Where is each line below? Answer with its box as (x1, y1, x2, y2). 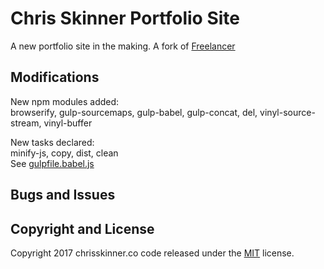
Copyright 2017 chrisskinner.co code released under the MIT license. (10, 247, 295, 259)
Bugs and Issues (10, 187, 116, 204)
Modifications (10, 69, 100, 86)
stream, (10, 117, 42, 129)
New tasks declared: (10, 136, 95, 148)
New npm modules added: (10, 95, 120, 107)
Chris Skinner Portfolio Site (10, 7, 240, 30)
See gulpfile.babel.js (10, 157, 95, 169)
